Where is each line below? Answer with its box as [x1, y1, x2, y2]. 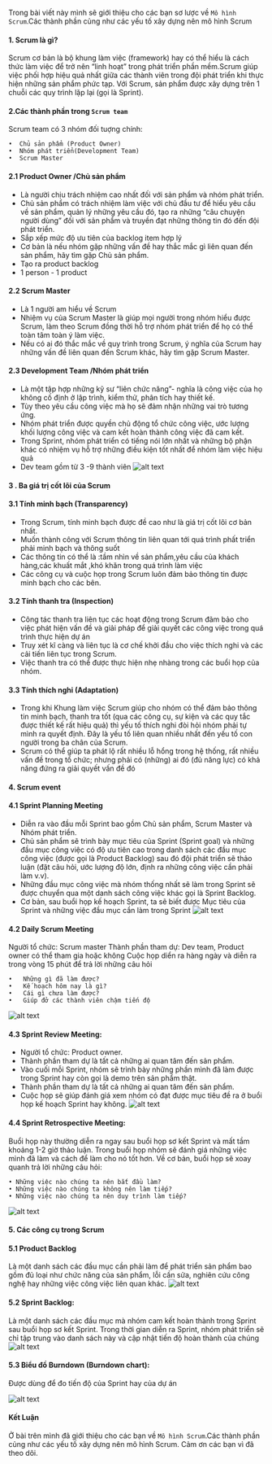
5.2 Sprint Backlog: [8, 1298, 75, 1308]
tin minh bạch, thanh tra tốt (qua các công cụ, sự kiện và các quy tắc [19, 712, 251, 722]
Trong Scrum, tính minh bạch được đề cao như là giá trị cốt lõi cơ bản [19, 517, 253, 527]
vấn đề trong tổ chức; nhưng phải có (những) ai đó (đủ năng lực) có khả [19, 755, 261, 765]
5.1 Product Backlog [8, 1243, 77, 1253]
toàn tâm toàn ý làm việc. [19, 330, 106, 339]
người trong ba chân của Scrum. [19, 737, 128, 748]
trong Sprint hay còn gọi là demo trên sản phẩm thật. [19, 1073, 197, 1083]
